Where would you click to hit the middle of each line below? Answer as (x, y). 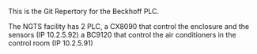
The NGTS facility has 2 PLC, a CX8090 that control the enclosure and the (129, 26)
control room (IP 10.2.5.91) (51, 43)
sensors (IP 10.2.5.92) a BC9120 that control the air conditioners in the (122, 35)
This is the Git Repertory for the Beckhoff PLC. (84, 11)
